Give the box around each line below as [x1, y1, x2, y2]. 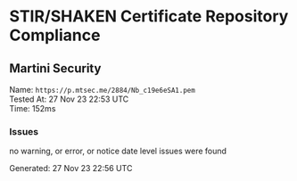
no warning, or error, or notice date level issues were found [9, 145, 227, 157]
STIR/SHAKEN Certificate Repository [9, 6, 289, 27]
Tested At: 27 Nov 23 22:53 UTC [9, 94, 129, 104]
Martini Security [9, 61, 102, 76]
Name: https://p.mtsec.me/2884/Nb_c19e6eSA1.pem [9, 85, 196, 95]
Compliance [9, 25, 101, 45]
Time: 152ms [9, 103, 56, 113]
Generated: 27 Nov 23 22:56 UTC [9, 163, 133, 174]
